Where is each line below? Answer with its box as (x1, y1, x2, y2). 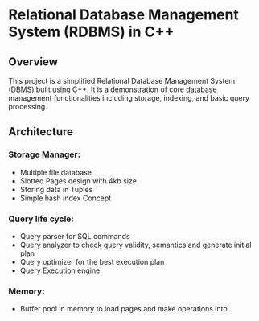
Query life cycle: (8, 213, 75, 224)
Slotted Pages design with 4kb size (19, 175, 137, 186)
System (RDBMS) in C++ (8, 23, 175, 41)
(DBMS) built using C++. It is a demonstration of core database (8, 84, 217, 94)
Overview (8, 55, 59, 68)
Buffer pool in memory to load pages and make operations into (19, 304, 228, 314)
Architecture (8, 125, 74, 138)
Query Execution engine (19, 265, 101, 275)
